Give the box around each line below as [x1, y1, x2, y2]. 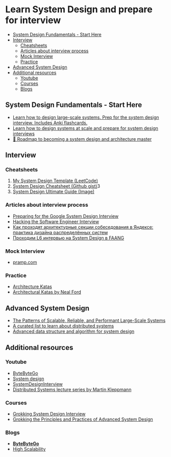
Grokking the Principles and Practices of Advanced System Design [12, 416, 153, 423]
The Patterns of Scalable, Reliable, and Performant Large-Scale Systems [12, 317, 166, 323]
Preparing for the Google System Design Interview [12, 213, 119, 219]
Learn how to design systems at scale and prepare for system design [12, 125, 158, 131]
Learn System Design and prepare [5, 4, 153, 15]
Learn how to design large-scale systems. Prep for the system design [12, 114, 159, 120]
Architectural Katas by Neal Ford [12, 289, 82, 295]
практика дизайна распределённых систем [12, 229, 108, 235]
